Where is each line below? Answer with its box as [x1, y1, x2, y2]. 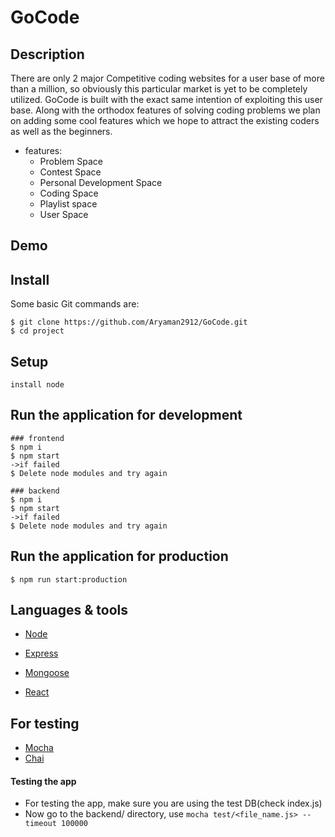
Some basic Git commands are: [10, 298, 140, 310]
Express [24, 647, 59, 660]
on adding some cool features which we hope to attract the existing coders [10, 115, 320, 126]
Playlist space [39, 198, 98, 210]
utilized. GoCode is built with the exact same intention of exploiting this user [10, 94, 323, 105]
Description [10, 46, 85, 63]
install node [10, 380, 65, 390]
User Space [39, 209, 89, 220]
